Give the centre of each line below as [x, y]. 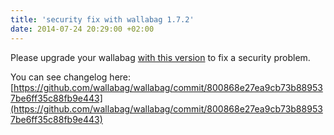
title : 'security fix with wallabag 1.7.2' [102, 19]
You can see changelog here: [71, 77]
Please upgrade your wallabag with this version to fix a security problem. [160, 57]
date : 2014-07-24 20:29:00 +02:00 [82, 29]
